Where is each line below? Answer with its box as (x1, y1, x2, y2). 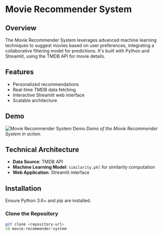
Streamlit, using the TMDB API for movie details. (5, 53, 105, 59)
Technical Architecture (5, 146, 79, 154)
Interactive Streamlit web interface (12, 92, 85, 98)
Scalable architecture (12, 97, 57, 103)
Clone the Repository (5, 210, 59, 217)
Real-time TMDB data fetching (12, 86, 76, 92)
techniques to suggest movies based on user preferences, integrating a (5, 42, 154, 49)
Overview (5, 24, 37, 32)
